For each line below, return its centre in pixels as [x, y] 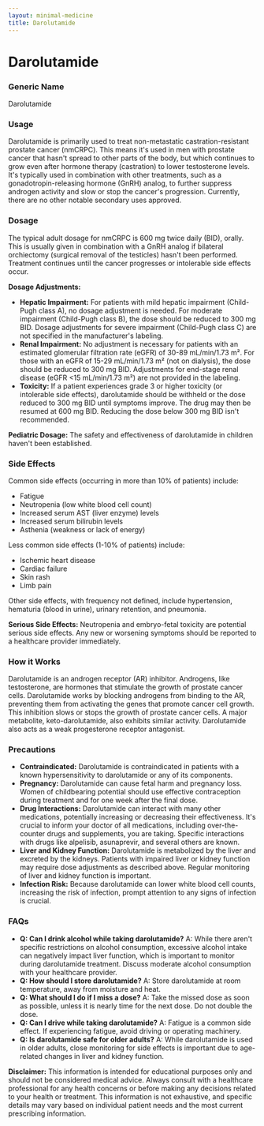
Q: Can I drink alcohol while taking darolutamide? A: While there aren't [136, 938]
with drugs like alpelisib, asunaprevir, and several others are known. [130, 843]
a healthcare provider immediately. [65, 641]
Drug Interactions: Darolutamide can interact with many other [120, 809]
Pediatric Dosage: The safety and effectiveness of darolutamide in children [131, 434]
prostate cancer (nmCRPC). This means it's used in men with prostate [121, 150]
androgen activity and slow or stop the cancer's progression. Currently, [124, 192]
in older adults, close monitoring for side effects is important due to [129, 1048]
